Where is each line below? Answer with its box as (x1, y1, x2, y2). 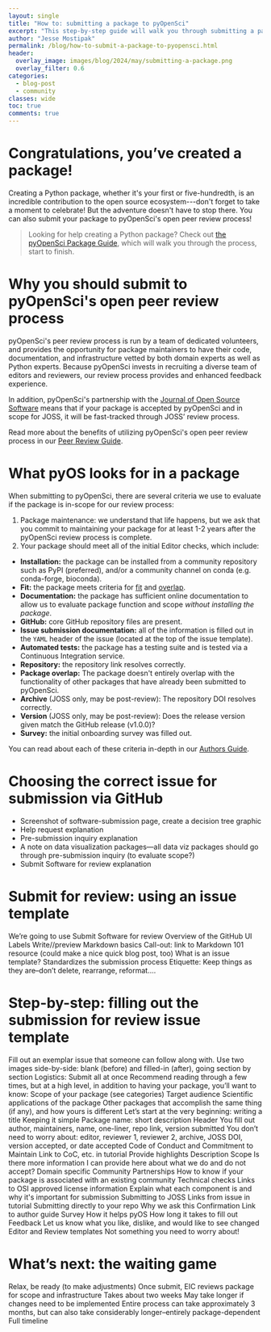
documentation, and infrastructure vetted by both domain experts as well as (8, 353, 261, 363)
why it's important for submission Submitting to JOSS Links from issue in (8, 1192, 251, 1202)
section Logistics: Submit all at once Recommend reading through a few (8, 1072, 248, 1082)
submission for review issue (8, 1011, 201, 1029)
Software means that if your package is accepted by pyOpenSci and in (8, 403, 244, 413)
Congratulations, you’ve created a (8, 145, 242, 162)
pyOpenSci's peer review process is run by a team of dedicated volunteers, (8, 336, 260, 346)
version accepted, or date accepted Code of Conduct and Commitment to (8, 1141, 254, 1150)
